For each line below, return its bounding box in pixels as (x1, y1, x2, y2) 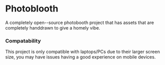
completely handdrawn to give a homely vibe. (5, 24, 100, 30)
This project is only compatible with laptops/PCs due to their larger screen (5, 48, 160, 55)
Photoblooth (5, 3, 59, 14)
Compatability (5, 37, 42, 44)
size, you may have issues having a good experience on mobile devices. (5, 54, 156, 60)
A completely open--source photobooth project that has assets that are (5, 19, 154, 25)
